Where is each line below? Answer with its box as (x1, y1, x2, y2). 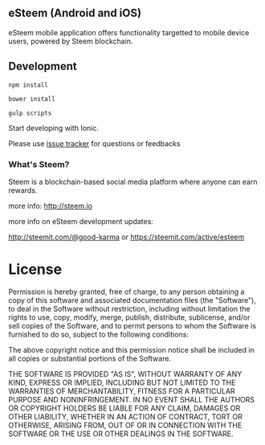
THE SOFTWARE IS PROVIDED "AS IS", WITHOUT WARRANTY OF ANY (8, 369, 243, 378)
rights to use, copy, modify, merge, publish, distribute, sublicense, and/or (8, 312, 251, 322)
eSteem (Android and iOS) (8, 6, 142, 20)
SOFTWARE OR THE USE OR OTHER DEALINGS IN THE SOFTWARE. (8, 429, 234, 439)
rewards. (8, 185, 38, 195)
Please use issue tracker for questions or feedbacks (8, 138, 181, 148)
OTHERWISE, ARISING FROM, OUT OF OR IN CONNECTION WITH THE (8, 420, 243, 430)
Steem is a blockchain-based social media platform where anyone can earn (8, 177, 258, 186)
